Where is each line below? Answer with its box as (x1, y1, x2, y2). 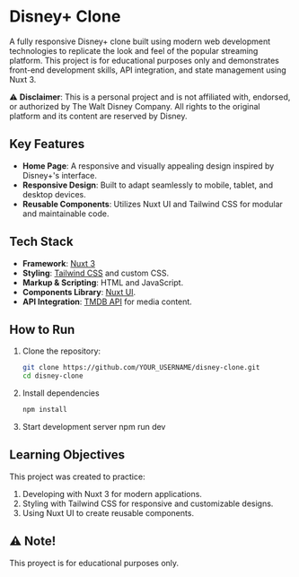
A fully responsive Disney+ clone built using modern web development (9, 36, 271, 47)
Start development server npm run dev (22, 422, 166, 432)
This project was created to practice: (9, 471, 145, 482)
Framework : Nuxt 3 (22, 258, 96, 268)
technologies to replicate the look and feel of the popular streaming (9, 45, 259, 56)
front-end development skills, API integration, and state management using (9, 65, 287, 75)
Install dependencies (22, 388, 101, 398)
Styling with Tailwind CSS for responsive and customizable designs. (22, 498, 274, 509)
